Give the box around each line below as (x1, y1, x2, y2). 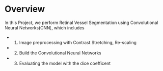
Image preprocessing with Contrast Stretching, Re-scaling (19, 39, 137, 45)
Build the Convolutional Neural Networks (19, 50, 102, 56)
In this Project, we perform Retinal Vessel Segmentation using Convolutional (4, 20, 158, 25)
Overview (4, 3, 45, 15)
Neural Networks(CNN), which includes (4, 24, 84, 30)
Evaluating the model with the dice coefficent (19, 60, 111, 66)
